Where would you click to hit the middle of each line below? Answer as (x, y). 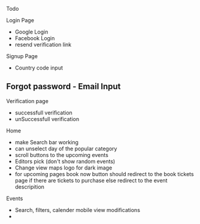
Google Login (31, 32)
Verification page (28, 101)
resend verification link (43, 45)
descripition (30, 187)
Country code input (39, 68)
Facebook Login (35, 38)
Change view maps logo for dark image (63, 168)
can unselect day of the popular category (66, 149)
